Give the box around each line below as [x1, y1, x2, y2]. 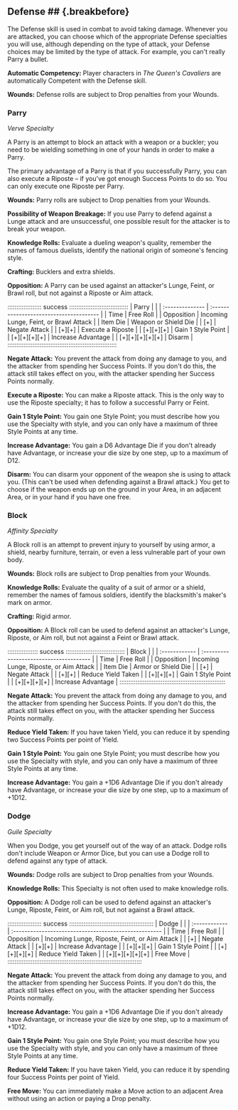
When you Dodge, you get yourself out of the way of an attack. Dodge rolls [7, 841, 227, 850]
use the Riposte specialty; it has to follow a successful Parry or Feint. [7, 398, 210, 407]
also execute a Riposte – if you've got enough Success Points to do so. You [7, 175, 227, 183]
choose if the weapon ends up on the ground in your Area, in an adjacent [7, 485, 222, 494]
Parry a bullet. [7, 55, 48, 63]
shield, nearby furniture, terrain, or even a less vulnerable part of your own [7, 548, 226, 556]
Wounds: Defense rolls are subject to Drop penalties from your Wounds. [7, 90, 220, 98]
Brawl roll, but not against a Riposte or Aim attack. [7, 289, 154, 298]
